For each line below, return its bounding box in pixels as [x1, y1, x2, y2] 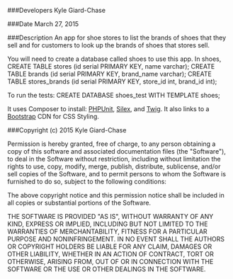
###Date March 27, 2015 [7, 20, 79, 28]
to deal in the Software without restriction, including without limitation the [7, 155, 221, 163]
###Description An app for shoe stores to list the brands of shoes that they [7, 33, 227, 42]
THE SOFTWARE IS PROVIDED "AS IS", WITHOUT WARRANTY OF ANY [7, 212, 214, 220]
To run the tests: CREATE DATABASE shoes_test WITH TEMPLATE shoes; [7, 91, 221, 99]
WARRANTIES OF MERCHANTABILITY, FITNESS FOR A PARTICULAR [7, 227, 208, 236]
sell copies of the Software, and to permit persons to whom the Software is [7, 170, 227, 178]
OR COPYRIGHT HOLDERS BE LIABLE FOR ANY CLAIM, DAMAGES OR [7, 242, 212, 251]
